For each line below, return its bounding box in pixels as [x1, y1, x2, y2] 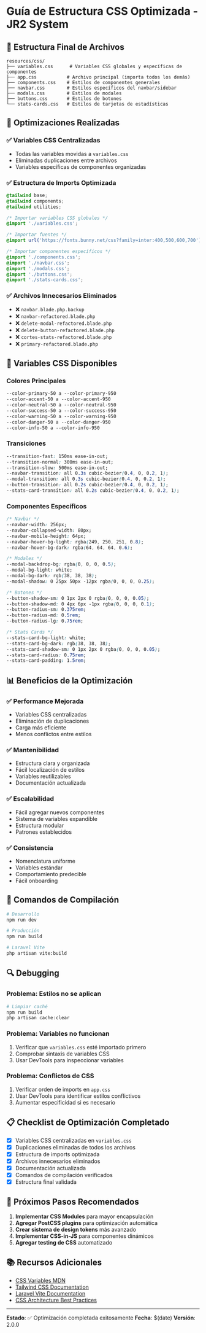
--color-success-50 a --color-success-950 [6, 407, 116, 414]
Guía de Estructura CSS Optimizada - [6, 4, 198, 18]
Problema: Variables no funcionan [6, 1030, 110, 1038]
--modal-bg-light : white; [6, 567, 72, 573]
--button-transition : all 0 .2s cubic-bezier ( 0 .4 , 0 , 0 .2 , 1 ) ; [6, 482, 169, 488]
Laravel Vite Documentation [15, 1289, 86, 1297]
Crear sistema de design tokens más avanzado [15, 1226, 137, 1233]
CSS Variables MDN [15, 1277, 66, 1284]
